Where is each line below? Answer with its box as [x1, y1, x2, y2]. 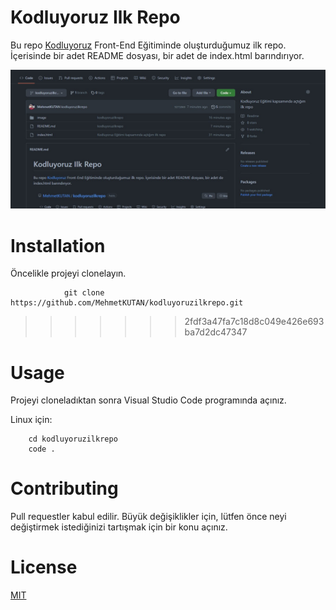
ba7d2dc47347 [184, 326, 248, 338]
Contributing [10, 477, 119, 500]
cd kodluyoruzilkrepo [28, 434, 118, 445]
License [10, 556, 78, 579]
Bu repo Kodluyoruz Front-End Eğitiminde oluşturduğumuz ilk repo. [10, 39, 287, 51]
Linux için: [10, 414, 53, 426]
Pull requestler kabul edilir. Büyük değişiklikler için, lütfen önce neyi [10, 511, 287, 523]
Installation [10, 234, 106, 257]
